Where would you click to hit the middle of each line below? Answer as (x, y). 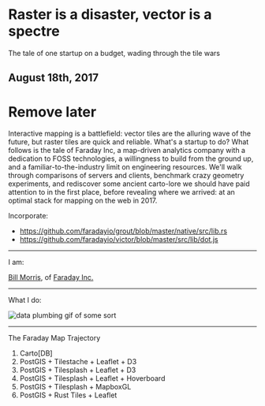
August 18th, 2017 (54, 78)
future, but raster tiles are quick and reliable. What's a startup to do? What (129, 142)
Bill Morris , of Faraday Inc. (51, 277)
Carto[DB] (36, 353)
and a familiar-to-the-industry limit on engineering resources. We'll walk (125, 167)
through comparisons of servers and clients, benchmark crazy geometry (126, 176)
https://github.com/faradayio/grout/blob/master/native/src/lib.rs (123, 231)
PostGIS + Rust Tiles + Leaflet (68, 395)
